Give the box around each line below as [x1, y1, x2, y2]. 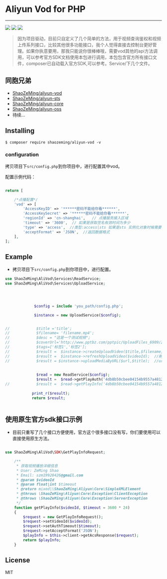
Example [5, 253, 33, 261]
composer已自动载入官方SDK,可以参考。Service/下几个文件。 [26, 60, 153, 66]
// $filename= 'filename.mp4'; [5, 330, 94, 336]
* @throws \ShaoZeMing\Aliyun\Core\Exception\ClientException [16, 491, 148, 496]
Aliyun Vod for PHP [5, 3, 86, 15]
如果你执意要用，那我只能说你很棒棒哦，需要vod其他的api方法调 [26, 48, 158, 54]
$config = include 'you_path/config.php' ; [34, 303, 123, 308]
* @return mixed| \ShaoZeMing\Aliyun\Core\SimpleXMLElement [16, 487, 141, 492]
